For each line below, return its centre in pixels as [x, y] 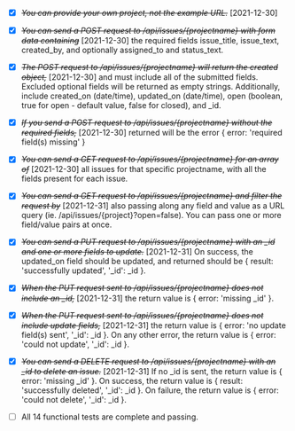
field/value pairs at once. [66, 224]
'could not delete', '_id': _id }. [74, 399]
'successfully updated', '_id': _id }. [84, 270]
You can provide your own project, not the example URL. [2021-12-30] [149, 13]
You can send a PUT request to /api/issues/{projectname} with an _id [148, 242]
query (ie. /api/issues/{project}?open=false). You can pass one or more [151, 215]
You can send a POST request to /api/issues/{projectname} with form [148, 31]
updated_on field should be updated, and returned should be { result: [147, 262]
